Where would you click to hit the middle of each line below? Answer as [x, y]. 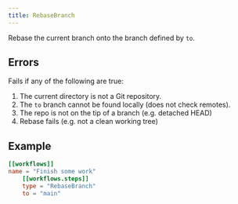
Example [30, 146]
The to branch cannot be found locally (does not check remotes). [125, 105]
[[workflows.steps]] [56, 179]
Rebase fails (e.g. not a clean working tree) [89, 122]
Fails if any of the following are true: [66, 81]
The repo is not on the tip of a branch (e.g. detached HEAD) [116, 113]
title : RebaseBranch [42, 15]
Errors [23, 62]
